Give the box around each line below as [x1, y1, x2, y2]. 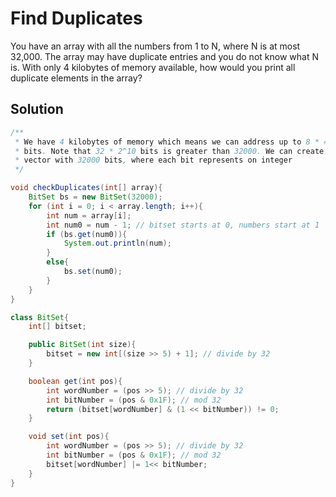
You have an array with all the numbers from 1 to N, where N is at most [10, 40, 301, 52]
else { [46, 257, 70, 267]
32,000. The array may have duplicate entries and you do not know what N [10, 50, 319, 62]
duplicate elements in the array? [10, 72, 143, 84]
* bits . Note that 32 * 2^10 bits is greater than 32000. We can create [14, 146, 325, 156]
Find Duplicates [10, 7, 143, 30]
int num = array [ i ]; [46, 210, 132, 221]
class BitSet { [10, 312, 70, 322]
